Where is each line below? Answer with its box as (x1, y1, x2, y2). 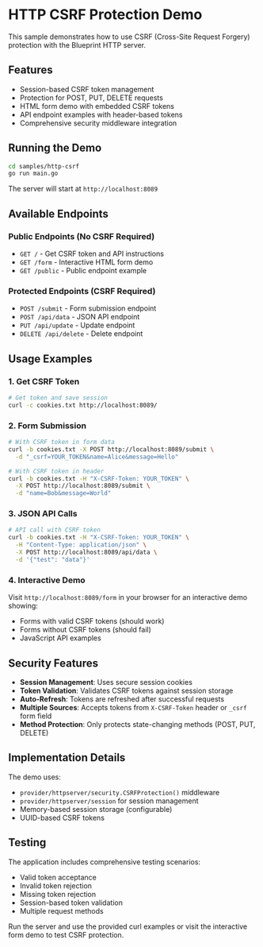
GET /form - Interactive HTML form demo (19, 257, 154, 267)
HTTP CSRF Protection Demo (8, 6, 203, 24)
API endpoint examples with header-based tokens (19, 110, 183, 119)
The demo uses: (8, 772, 61, 782)
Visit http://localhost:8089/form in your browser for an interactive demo (8, 593, 248, 602)
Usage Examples (8, 352, 93, 365)
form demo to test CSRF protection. (8, 930, 124, 939)
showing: (8, 601, 38, 611)
